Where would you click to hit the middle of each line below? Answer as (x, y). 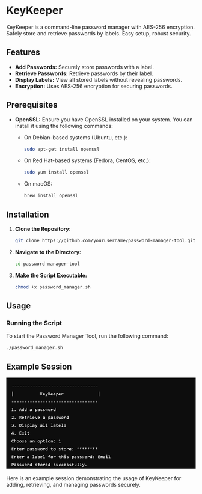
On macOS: (38, 184)
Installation (28, 214)
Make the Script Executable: (51, 275)
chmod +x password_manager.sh (53, 287)
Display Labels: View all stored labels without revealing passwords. (98, 79)
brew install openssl (51, 196)
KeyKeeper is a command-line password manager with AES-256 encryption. (101, 27)
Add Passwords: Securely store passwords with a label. (84, 67)
